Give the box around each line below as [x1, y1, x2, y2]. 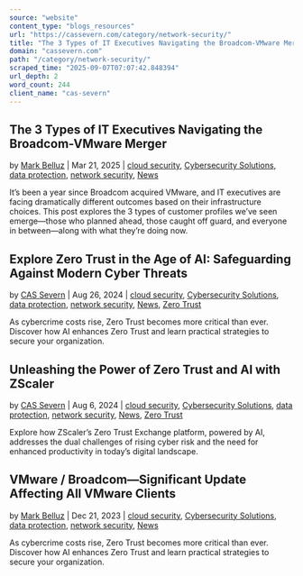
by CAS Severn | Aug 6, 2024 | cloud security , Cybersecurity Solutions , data [9, 399, 293, 410]
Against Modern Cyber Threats [9, 265, 188, 280]
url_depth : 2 [9, 72, 59, 81]
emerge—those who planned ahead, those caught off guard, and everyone [9, 215, 288, 226]
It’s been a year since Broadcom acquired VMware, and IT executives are [9, 187, 281, 198]
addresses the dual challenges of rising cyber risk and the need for [9, 436, 259, 447]
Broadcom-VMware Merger [9, 136, 167, 151]
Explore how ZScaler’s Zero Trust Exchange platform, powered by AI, [9, 426, 266, 437]
